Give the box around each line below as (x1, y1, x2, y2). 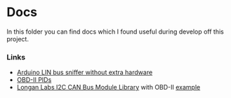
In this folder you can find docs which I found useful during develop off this (6, 27, 224, 36)
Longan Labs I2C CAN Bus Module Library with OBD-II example (16, 83, 201, 92)
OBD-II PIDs (16, 76, 52, 84)
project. (6, 34, 29, 43)
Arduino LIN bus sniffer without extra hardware (16, 68, 153, 77)
